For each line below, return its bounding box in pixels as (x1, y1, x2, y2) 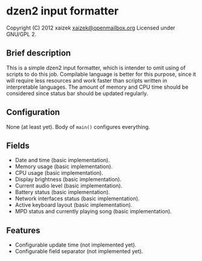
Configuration (6, 107, 60, 118)
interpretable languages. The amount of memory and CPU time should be (6, 83, 189, 90)
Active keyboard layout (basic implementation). (14, 201, 133, 209)
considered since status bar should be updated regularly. (6, 89, 148, 97)
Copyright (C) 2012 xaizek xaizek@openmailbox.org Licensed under (6, 24, 175, 31)
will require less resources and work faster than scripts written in (6, 77, 168, 84)
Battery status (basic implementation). (14, 189, 110, 196)
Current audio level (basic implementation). (14, 182, 122, 189)
